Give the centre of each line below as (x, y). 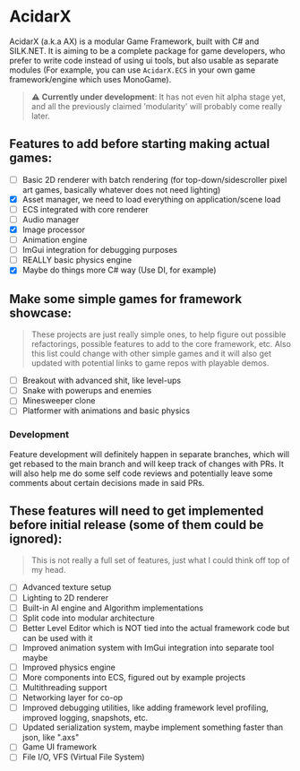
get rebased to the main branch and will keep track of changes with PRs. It (146, 463)
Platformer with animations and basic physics (106, 411)
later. (41, 116)
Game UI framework (59, 747)
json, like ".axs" (51, 738)
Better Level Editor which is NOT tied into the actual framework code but (156, 628)
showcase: (41, 312)
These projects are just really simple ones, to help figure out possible (159, 334)
